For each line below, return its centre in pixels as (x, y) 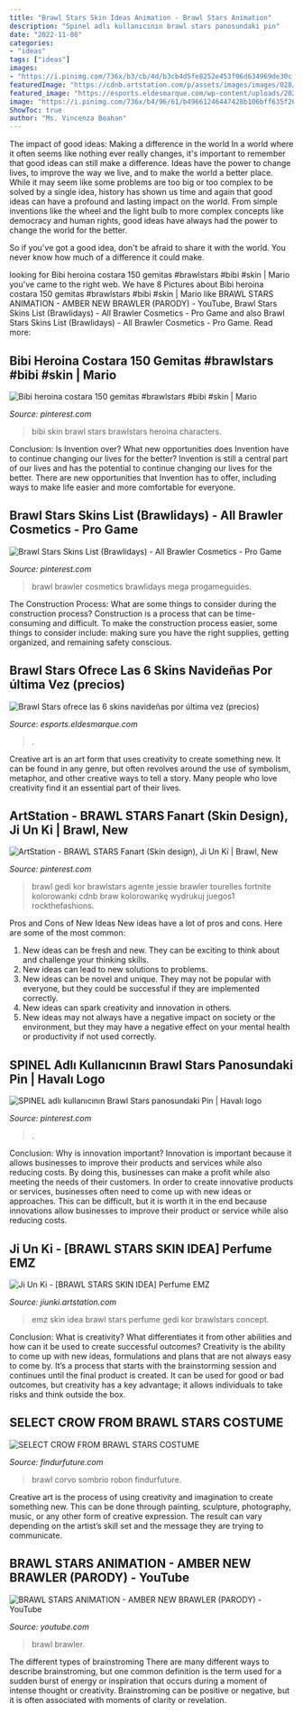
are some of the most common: (68, 933)
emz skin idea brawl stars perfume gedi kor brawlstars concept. (150, 1319)
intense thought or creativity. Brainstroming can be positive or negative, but (150, 1690)
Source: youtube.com (50, 1626)
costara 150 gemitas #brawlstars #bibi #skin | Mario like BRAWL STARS (142, 294)
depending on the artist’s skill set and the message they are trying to (137, 1525)
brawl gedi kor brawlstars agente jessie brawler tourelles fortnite (151, 887)
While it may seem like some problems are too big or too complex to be (141, 182)
